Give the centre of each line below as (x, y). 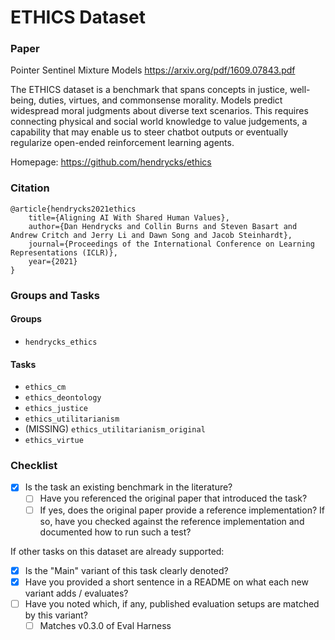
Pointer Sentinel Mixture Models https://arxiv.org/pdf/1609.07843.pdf (153, 70)
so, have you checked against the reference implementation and (172, 521)
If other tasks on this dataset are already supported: (117, 551)
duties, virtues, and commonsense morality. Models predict (160, 100)
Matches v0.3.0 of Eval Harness (105, 625)
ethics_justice (56, 409)
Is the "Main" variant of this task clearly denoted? (126, 570)
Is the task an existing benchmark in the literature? (128, 487)
